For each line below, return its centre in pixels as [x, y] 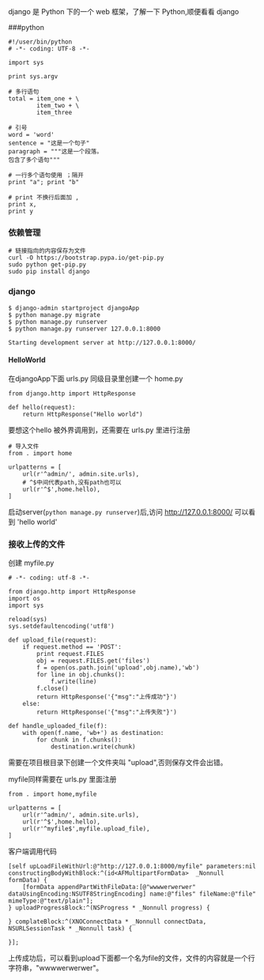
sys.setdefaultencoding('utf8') [61, 627]
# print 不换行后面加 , [43, 198]
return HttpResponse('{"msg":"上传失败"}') [107, 712]
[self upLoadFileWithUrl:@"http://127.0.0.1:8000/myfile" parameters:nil [132, 867]
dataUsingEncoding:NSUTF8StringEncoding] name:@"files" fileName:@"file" [132, 894]
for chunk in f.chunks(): [79, 740]
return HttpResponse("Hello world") [83, 414]
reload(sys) [28, 620]
